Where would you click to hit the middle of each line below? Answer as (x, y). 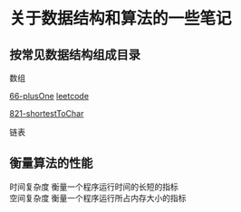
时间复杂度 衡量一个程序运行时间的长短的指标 (94, 187)
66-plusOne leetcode (49, 96)
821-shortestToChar (47, 113)
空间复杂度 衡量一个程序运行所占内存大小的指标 (98, 198)
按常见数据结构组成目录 (75, 55)
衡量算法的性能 (51, 163)
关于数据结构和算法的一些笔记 (121, 18)
